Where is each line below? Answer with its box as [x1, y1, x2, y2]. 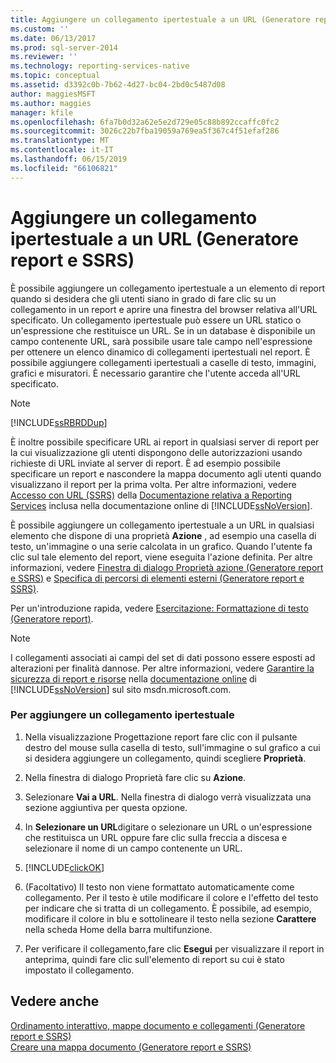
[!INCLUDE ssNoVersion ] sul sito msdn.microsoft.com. [10, 683, 232, 695]
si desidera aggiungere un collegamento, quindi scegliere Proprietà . [24, 752, 307, 764]
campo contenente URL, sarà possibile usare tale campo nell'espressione [10, 335, 313, 347]
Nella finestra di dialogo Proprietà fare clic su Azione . [24, 771, 247, 783]
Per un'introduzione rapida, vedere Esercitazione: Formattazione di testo [10, 602, 309, 614]
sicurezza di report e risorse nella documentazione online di [10, 672, 257, 685]
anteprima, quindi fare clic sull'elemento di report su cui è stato [24, 953, 285, 965]
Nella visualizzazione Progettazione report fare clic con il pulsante [24, 731, 298, 743]
